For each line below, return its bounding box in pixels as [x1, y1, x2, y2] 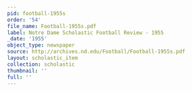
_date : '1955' [7, 36, 48, 42]
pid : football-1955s [7, 10, 67, 17]
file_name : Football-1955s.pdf [7, 23, 97, 29]
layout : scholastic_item [7, 55, 78, 62]
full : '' [7, 73, 32, 81]
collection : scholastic [7, 61, 75, 68]
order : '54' [7, 16, 41, 23]
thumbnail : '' [7, 67, 48, 74]
